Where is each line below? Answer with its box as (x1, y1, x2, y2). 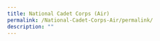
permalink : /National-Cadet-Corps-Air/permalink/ (7, 17, 154, 24)
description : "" (7, 23, 54, 30)
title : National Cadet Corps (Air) (7, 10, 110, 17)
